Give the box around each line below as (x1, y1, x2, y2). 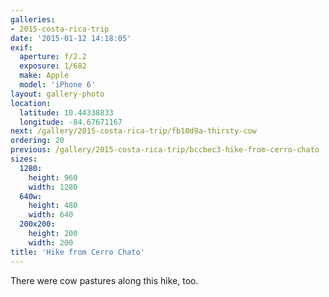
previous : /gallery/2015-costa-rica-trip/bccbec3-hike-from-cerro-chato (10, 145, 320, 155)
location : (10, 98, 52, 108)
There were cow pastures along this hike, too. (10, 274, 199, 286)
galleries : (10, 14, 56, 25)
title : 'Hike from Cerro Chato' (10, 247, 145, 257)
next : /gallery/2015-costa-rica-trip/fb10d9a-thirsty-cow (10, 126, 257, 136)
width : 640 (28, 210, 74, 220)
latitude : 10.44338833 (19, 107, 114, 118)
